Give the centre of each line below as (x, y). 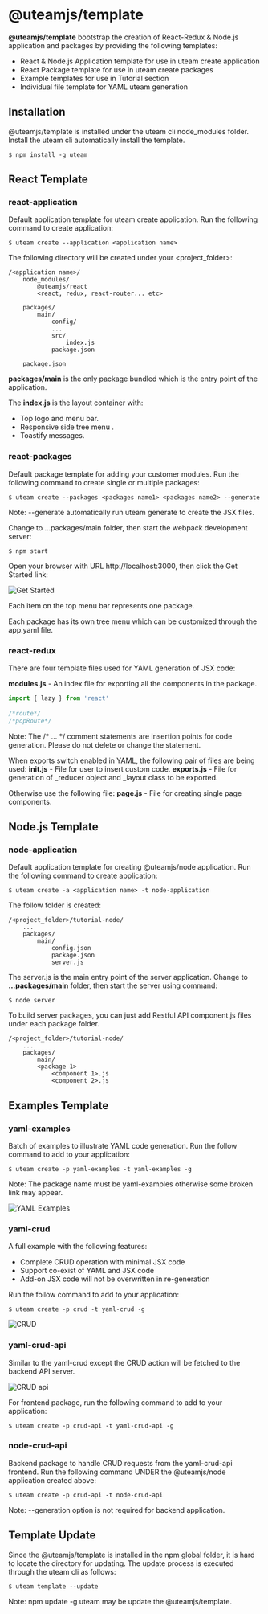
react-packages (40, 457)
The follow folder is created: (55, 905)
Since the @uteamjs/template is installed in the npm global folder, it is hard (132, 1555)
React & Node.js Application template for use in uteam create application (140, 61)
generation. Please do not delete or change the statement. (105, 744)
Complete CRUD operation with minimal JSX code (102, 1262)
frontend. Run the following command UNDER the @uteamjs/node (117, 1472)
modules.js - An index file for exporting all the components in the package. (133, 684)
